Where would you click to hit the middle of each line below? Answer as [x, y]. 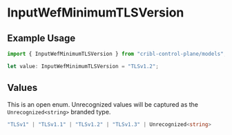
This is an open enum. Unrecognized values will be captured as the [103, 104]
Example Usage [41, 38]
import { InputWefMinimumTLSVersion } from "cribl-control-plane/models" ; [117, 54]
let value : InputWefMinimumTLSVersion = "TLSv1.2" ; [83, 66]
